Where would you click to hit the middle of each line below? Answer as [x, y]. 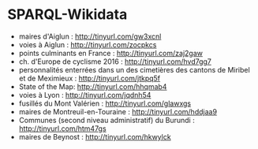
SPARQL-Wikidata [67, 15]
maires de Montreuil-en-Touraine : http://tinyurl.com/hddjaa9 [118, 111]
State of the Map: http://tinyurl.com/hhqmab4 [93, 86]
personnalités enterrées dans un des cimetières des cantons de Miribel [134, 69]
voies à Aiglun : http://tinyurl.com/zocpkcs [88, 44]
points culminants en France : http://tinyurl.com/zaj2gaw [110, 53]
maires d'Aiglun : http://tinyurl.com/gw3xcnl [90, 36]
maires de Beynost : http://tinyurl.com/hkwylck [95, 136]
